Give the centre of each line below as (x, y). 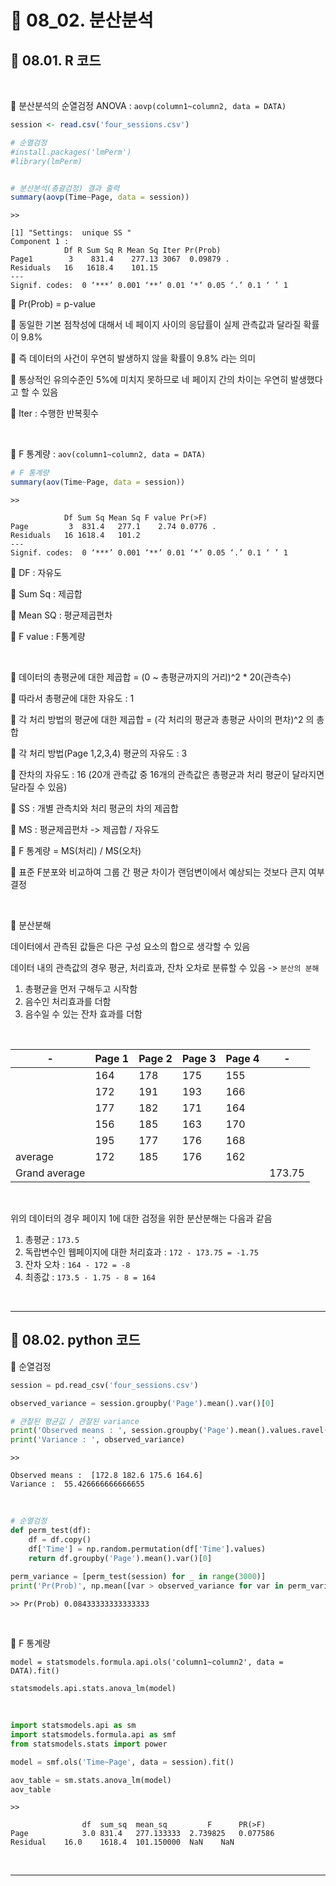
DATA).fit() (35, 1671)
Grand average (50, 1173)
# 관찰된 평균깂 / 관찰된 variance (75, 1421)
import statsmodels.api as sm (73, 1726)
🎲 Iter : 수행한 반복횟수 (54, 413)
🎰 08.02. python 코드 (75, 1340)
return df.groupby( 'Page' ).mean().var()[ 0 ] (120, 1558)
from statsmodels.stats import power (89, 1744)
